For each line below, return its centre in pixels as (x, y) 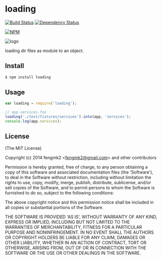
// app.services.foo (26, 112)
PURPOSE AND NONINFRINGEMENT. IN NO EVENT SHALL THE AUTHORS (80, 232)
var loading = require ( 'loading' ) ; (41, 104)
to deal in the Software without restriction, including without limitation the (78, 177)
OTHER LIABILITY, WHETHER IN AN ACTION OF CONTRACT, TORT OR (76, 243)
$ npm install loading (28, 77)
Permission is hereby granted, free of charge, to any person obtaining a (76, 167)
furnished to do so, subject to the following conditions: (59, 192)
